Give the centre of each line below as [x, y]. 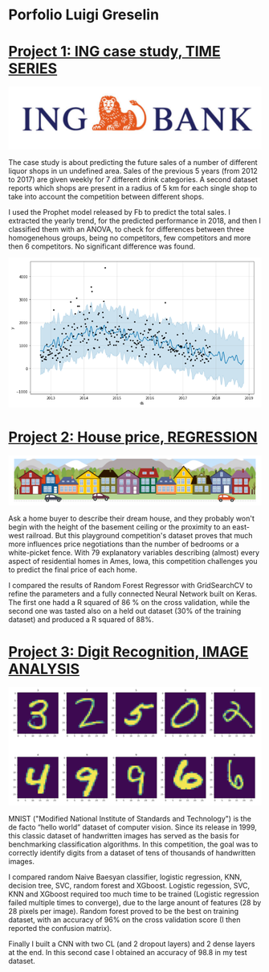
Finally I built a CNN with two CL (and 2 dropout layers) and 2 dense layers [132, 944]
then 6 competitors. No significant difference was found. [102, 246]
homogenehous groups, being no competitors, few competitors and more [130, 238]
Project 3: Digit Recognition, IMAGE [128, 651]
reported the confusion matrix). [60, 928]
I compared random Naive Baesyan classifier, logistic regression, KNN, [125, 877]
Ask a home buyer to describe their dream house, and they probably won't [132, 518]
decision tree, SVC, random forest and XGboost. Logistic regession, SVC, [129, 885]
